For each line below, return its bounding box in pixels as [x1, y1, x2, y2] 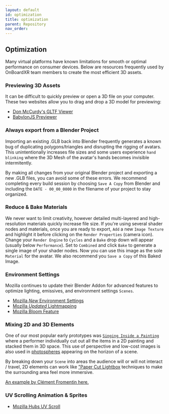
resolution [5, 220, 26, 227]
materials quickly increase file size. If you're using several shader [27, 220, 163, 227]
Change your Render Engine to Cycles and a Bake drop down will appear [5, 237, 154, 243]
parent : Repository [5, 21, 46, 27]
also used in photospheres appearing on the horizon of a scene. [5, 349, 139, 355]
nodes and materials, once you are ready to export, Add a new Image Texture [5, 226, 164, 232]
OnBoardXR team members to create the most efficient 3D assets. [5, 69, 143, 75]
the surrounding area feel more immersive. [5, 369, 94, 375]
